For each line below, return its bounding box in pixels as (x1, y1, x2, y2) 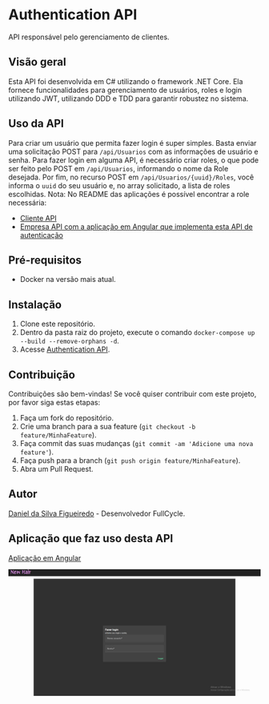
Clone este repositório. (19, 319, 96, 329)
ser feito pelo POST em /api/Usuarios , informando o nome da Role (8, 163, 229, 173)
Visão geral (8, 55, 66, 69)
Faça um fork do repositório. (19, 413, 114, 422)
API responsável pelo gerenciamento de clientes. (8, 32, 170, 42)
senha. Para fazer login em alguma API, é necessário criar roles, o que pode (8, 155, 259, 165)
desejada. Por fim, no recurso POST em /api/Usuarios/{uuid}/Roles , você (8, 172, 255, 182)
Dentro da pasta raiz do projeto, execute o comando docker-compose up (19, 328, 255, 337)
